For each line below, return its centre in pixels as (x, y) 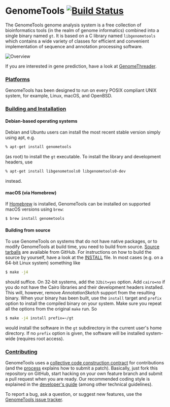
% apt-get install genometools (38, 147)
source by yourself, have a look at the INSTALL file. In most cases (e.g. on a (84, 258)
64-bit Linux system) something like (43, 263)
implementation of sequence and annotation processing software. (74, 46)
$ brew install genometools (35, 219)
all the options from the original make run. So (51, 309)
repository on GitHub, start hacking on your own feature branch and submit (84, 374)
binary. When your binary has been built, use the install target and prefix (83, 298)
